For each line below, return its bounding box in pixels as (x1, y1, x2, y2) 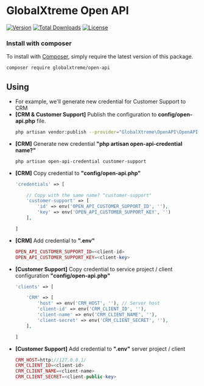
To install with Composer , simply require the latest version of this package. (6, 53, 194, 60)
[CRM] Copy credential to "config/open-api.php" (15, 169, 141, 177)
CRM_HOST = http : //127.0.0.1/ (15, 357, 86, 363)
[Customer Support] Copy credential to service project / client (15, 265, 173, 273)
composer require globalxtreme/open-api (6, 65, 111, 71)
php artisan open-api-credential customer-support (15, 158, 147, 165)
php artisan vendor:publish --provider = (15, 129, 119, 135)
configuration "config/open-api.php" (15, 272, 111, 279)
